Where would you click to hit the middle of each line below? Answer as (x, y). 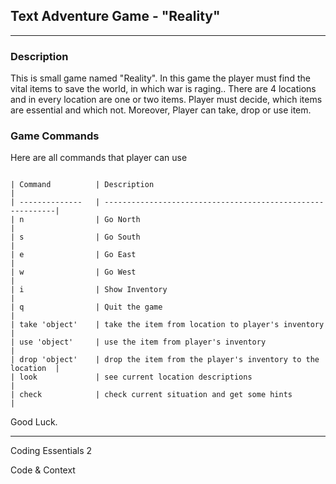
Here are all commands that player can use (99, 158)
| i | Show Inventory (89, 290)
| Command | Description (82, 185)
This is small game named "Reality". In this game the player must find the (160, 78)
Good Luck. (34, 422)
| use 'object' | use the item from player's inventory (138, 342)
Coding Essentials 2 (51, 451)
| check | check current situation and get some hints (151, 395)
